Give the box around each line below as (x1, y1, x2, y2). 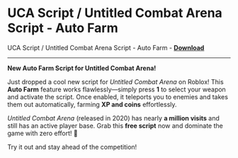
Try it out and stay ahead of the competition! (7, 142, 137, 151)
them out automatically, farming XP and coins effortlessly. (7, 100, 177, 108)
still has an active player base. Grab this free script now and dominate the (7, 121, 223, 130)
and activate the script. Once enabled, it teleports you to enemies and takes (7, 92, 229, 101)
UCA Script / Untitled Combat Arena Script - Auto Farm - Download (7, 43, 205, 52)
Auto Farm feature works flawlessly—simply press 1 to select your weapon (7, 85, 227, 94)
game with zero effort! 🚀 (7, 129, 78, 137)
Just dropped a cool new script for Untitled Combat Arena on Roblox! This (7, 77, 225, 86)
